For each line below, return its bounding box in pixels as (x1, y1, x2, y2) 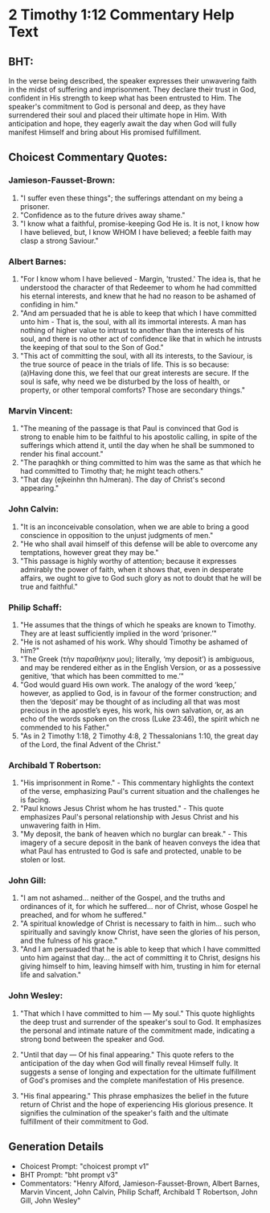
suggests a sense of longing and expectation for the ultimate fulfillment (19, 1067, 256, 1076)
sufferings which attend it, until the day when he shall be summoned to (19, 441, 255, 450)
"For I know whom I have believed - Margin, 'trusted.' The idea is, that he (19, 273, 261, 283)
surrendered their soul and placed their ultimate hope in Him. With (8, 110, 227, 120)
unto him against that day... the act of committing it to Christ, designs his (19, 953, 260, 963)
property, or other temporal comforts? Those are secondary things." (19, 384, 245, 395)
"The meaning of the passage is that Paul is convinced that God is (19, 424, 239, 434)
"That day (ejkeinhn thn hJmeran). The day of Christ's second (19, 475, 226, 484)
